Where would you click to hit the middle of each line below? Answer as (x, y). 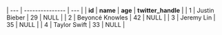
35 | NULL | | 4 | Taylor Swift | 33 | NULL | (66, 25)
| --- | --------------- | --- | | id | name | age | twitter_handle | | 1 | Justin (110, 10)
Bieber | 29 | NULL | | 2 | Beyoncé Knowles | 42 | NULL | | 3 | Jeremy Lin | (111, 17)
